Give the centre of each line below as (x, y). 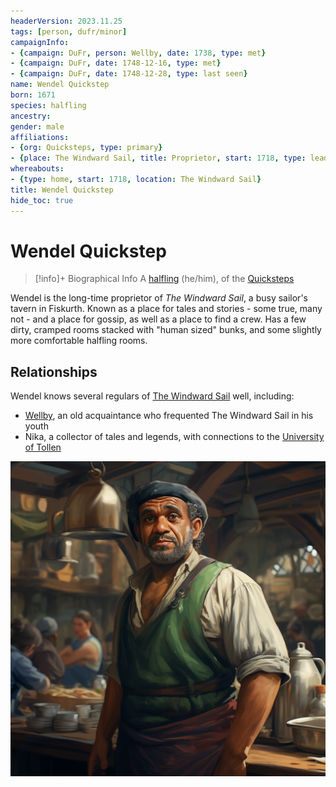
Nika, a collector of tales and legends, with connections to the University (174, 437)
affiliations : (40, 137)
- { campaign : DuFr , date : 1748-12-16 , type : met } (116, 63)
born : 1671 (33, 95)
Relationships (54, 371)
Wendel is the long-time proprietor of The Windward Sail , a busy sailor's (159, 298)
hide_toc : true (42, 200)
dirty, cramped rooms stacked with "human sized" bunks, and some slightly (166, 330)
